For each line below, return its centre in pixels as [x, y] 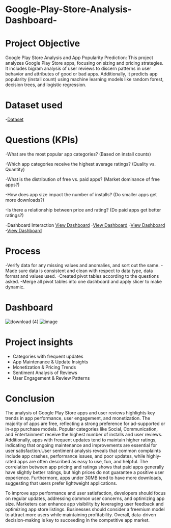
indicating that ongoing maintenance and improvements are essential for [81, 445]
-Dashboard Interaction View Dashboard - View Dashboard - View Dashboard [85, 225]
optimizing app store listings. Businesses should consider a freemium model [85, 509]
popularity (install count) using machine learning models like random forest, [84, 80]
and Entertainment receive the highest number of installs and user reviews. [84, 434]
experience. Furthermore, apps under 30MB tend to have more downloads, [84, 478]
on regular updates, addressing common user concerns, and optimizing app [85, 498]
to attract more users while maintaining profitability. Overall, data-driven [81, 514]
